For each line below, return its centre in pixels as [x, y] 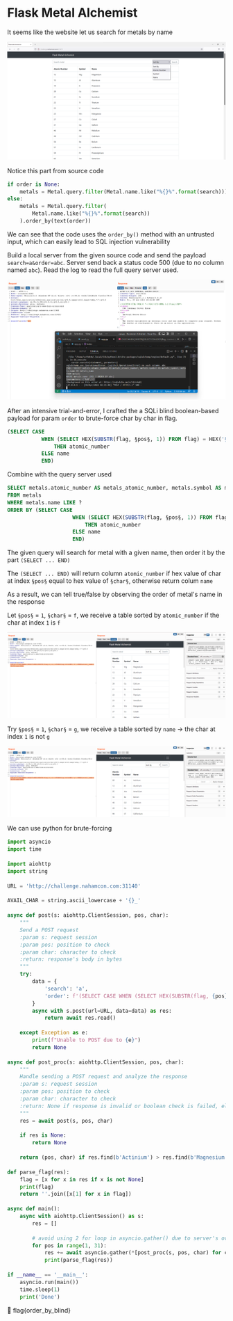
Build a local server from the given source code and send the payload [107, 255]
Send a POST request [49, 930]
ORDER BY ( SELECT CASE [40, 510]
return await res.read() [80, 1018]
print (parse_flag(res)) [78, 1260]
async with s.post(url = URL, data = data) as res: [102, 1011]
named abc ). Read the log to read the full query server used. [93, 270]
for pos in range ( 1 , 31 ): [70, 1246]
